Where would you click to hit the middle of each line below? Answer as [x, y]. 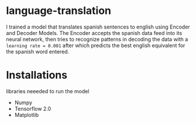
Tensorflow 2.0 [33, 108]
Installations [37, 75]
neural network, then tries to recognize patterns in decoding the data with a [97, 39]
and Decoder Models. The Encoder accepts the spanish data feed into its [94, 33]
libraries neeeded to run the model [48, 91]
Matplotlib [27, 115]
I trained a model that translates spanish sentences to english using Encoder [98, 27]
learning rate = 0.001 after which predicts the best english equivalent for [96, 45]
